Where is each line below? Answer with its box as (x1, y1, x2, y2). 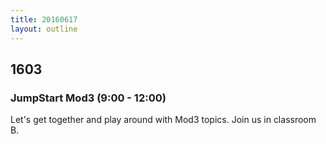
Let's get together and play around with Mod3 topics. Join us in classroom (10, 114, 317, 126)
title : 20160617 (10, 14, 78, 25)
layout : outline (10, 24, 78, 34)
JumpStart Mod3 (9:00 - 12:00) (10, 91, 167, 105)
